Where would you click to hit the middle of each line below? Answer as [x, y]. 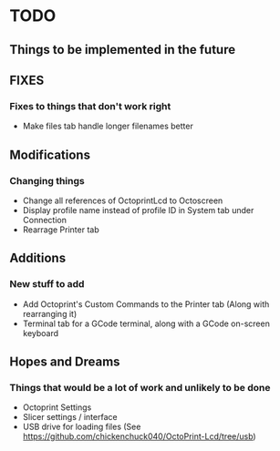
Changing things [47, 180]
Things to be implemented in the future [122, 50]
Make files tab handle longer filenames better [108, 126]
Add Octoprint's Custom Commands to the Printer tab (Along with [146, 304]
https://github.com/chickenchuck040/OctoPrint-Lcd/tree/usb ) [140, 436]
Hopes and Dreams [65, 362]
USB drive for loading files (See [82, 427]
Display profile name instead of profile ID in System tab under [138, 210]
